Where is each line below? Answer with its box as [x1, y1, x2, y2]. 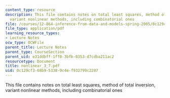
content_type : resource [5, 7, 56, 13]
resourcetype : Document [5, 59, 56, 64]
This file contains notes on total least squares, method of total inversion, [5, 82, 156, 88]
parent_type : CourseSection [5, 49, 65, 54]
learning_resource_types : [5, 31, 60, 36]
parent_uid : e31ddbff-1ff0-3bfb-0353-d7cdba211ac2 [5, 54, 114, 59]
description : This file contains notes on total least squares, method [5, 12, 159, 17]
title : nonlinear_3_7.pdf [5, 63, 60, 68]
